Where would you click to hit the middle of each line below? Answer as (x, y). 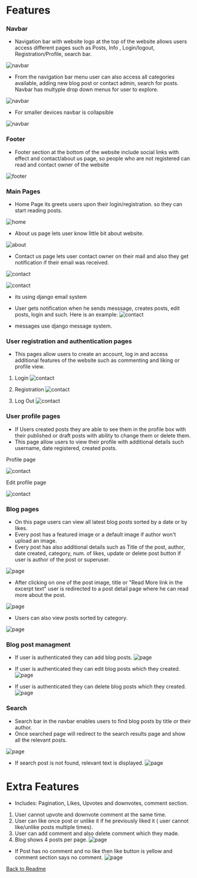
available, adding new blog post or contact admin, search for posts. (96, 83)
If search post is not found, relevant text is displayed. (79, 763)
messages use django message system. (63, 326)
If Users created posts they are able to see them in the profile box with (100, 429)
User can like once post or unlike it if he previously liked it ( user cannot (101, 821)
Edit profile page (26, 482)
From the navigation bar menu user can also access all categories (95, 77)
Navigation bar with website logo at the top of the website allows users (101, 41)
